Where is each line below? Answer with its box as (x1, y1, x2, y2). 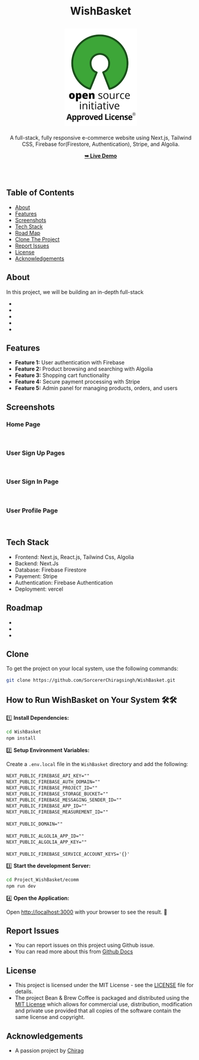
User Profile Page (6, 506, 58, 514)
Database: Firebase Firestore (14, 566, 87, 573)
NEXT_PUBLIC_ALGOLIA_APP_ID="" (6, 833, 85, 839)
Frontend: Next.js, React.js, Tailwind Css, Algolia (14, 553, 134, 561)
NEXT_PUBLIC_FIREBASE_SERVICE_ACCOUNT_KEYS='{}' (6, 851, 130, 857)
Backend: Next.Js (14, 560, 59, 567)
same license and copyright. (14, 1014, 85, 1021)
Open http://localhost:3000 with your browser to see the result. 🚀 (6, 908, 168, 915)
